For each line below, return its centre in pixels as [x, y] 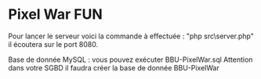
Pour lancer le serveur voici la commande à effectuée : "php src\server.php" [131, 36]
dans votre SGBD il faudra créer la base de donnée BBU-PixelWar [114, 67]
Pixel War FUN [56, 14]
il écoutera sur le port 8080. [53, 44]
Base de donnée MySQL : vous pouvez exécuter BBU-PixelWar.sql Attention [130, 59]
